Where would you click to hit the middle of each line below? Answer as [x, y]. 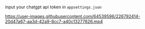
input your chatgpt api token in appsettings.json [53, 7]
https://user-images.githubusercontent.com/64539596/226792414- [73, 16]
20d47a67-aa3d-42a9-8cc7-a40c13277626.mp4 [54, 22]
